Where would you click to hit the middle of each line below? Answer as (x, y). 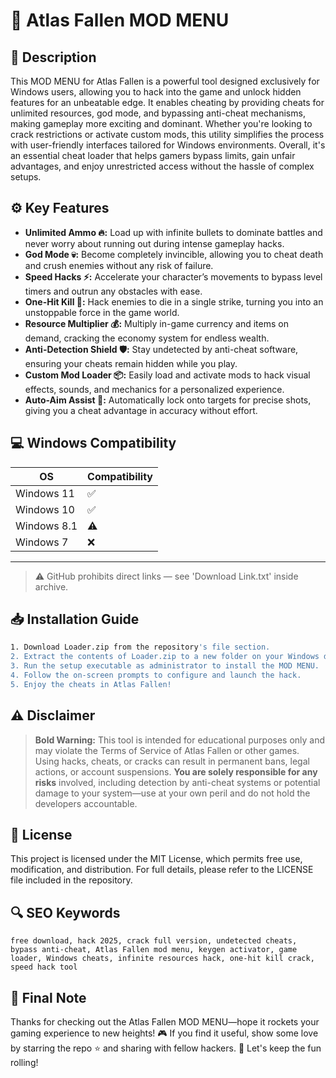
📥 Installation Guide (75, 619)
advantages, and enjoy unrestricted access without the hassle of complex (162, 166)
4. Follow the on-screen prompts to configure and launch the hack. (156, 675)
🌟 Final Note (48, 997)
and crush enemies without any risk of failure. (119, 265)
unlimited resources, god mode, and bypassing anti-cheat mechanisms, (158, 113)
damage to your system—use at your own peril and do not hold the (172, 793)
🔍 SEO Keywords (65, 912)
